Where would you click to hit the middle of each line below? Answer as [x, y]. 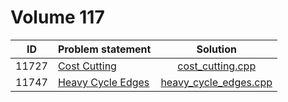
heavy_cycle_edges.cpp [216, 82]
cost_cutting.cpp [217, 66]
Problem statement [104, 49]
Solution [216, 49]
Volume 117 [57, 17]
